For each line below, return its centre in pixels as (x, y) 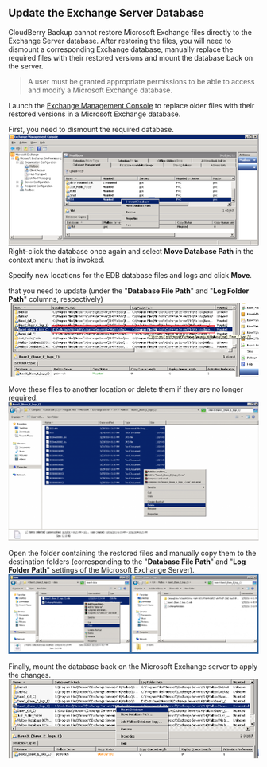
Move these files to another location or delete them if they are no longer (126, 389)
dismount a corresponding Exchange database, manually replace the (121, 49)
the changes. (30, 675)
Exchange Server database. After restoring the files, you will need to (120, 41)
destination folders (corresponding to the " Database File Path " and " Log (127, 562)
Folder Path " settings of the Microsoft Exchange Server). (101, 570)
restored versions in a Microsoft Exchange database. (95, 114)
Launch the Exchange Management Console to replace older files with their (132, 105)
